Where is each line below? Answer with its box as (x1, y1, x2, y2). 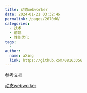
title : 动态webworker (5, 7, 48, 12)
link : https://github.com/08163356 (9, 58, 83, 63)
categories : (5, 21, 29, 26)
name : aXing (9, 53, 34, 58)
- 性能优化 (9, 35, 29, 40)
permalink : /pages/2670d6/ (5, 16, 60, 21)
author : (5, 48, 21, 53)
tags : (5, 40, 16, 45)
